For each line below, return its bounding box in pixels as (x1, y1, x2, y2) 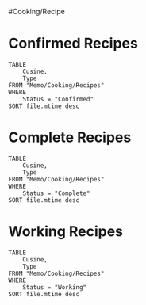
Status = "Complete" (22, 189, 90, 197)
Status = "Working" (22, 283, 87, 292)
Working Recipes (8, 223, 124, 241)
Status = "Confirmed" (22, 95, 94, 103)
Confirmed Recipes (8, 35, 139, 52)
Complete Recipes (8, 128, 132, 147)
